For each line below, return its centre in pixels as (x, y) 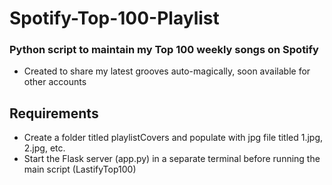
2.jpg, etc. (44, 148)
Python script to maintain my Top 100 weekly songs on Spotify (164, 50)
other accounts (55, 82)
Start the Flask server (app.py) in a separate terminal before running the (172, 159)
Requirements (54, 113)
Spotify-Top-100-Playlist (114, 18)
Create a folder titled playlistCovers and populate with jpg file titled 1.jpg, (173, 138)
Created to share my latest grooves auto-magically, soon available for (167, 71)
